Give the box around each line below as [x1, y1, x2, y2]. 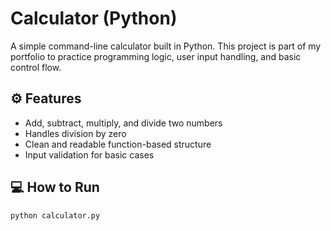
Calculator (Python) [10, 7, 178, 30]
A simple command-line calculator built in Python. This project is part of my [10, 40, 322, 52]
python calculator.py [10, 210, 101, 221]
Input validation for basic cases [24, 148, 155, 161]
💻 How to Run [10, 179, 100, 196]
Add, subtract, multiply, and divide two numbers [24, 117, 223, 129]
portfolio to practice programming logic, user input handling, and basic [10, 50, 302, 62]
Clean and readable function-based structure [24, 138, 212, 150]
